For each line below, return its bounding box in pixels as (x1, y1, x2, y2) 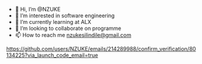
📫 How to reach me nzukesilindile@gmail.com (15, 32, 132, 38)
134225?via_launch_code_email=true (6, 51, 99, 59)
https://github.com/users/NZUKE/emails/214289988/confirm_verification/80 (6, 45, 197, 52)
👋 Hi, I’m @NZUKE (15, 6, 61, 13)
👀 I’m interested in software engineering (15, 12, 115, 19)
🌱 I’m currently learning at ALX (15, 19, 92, 25)
